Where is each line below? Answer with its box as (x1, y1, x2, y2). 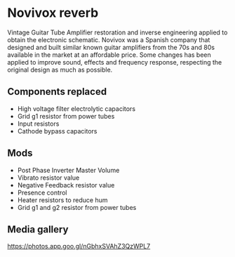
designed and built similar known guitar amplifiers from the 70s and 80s (7, 43, 215, 51)
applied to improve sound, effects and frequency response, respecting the (7, 58, 222, 66)
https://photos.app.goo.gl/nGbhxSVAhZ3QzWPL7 (7, 242, 151, 251)
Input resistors (17, 119, 60, 128)
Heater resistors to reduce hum (17, 195, 108, 204)
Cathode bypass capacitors (17, 126, 98, 135)
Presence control (17, 188, 67, 197)
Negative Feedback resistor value (17, 180, 115, 189)
